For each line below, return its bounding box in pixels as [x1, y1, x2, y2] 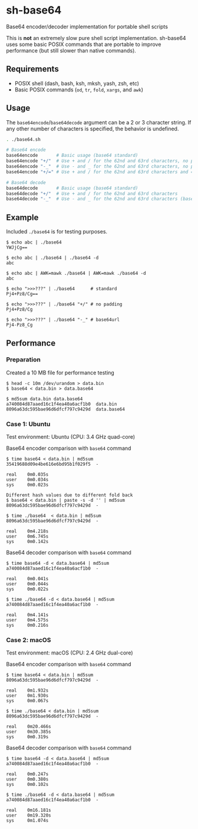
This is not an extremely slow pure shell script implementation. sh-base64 [6, 34, 187, 41]
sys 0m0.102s [6, 782, 49, 788]
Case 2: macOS [6, 636, 51, 644]
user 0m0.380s [6, 777, 49, 782]
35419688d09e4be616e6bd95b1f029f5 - [6, 461, 99, 468]
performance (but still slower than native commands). [6, 47, 137, 54]
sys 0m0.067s [6, 698, 49, 704]
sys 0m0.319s [6, 734, 49, 740]
